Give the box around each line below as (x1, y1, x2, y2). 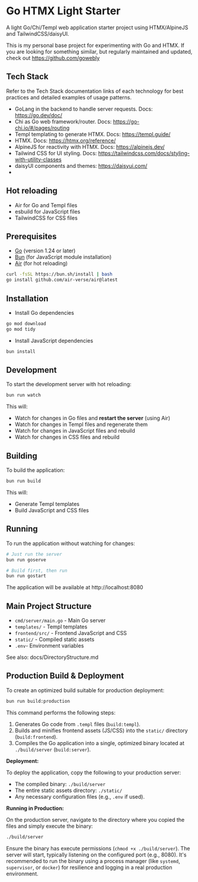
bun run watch (6, 392, 41, 398)
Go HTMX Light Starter (6, 4, 121, 18)
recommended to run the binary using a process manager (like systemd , (6, 857, 180, 864)
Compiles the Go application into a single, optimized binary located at (14, 739, 185, 746)
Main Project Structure (6, 601, 92, 611)
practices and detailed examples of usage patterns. (6, 93, 132, 101)
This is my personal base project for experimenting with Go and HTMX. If (6, 42, 185, 49)
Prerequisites (6, 231, 57, 242)
